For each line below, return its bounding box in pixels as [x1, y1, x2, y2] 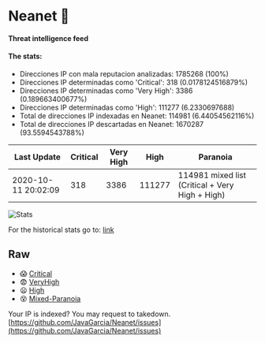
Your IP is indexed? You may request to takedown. [8, 309, 171, 319]
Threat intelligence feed [8, 33, 89, 43]
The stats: [8, 51, 43, 62]
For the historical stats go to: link [8, 225, 114, 234]
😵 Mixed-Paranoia [19, 293, 81, 303]
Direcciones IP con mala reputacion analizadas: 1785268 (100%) [19, 69, 229, 78]
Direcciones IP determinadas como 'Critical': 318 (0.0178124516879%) [19, 77, 248, 87]
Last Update [14, 151, 62, 162]
